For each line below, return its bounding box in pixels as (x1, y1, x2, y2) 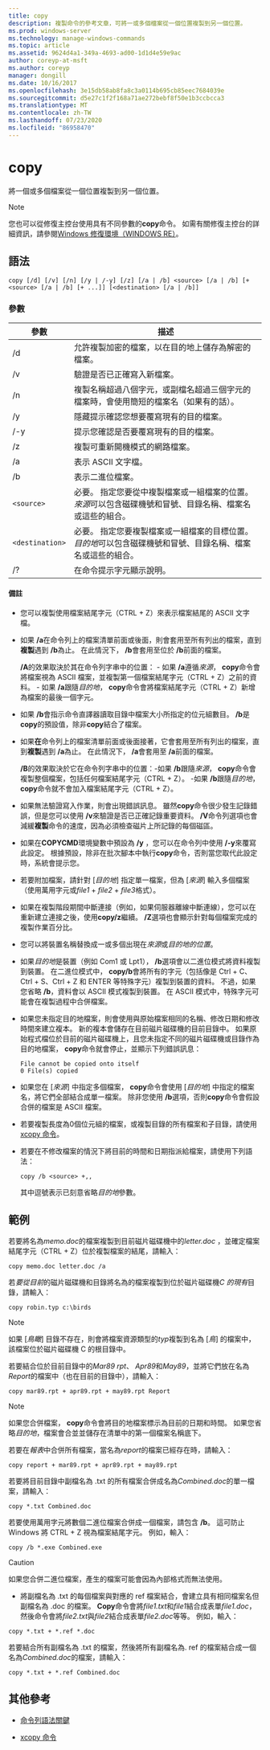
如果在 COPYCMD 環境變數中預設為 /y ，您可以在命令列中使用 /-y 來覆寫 (19, 838, 257, 848)
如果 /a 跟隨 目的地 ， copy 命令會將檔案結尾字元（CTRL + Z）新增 (41, 682, 256, 692)
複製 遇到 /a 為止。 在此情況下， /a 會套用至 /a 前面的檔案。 (27, 746, 219, 756)
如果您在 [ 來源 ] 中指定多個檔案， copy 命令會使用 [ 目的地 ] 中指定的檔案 (19, 1082, 255, 1091)
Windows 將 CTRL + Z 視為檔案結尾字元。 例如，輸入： (8, 1527, 191, 1537)
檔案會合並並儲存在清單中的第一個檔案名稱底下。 (43, 1428, 206, 1437)
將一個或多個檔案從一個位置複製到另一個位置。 (8, 186, 163, 195)
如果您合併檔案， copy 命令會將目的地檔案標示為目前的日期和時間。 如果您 (8, 1417, 255, 1427)
